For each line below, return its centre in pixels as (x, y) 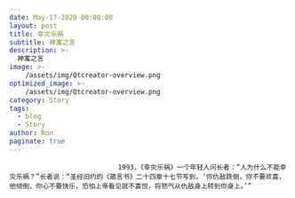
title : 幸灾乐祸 (36, 34)
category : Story (39, 100)
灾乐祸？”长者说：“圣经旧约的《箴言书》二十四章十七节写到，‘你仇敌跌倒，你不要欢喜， (147, 177)
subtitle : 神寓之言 (43, 42)
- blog (29, 116)
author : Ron (31, 133)
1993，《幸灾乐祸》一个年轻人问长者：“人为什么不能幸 (202, 167)
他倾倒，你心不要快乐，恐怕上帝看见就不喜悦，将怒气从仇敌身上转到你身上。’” (131, 186)
